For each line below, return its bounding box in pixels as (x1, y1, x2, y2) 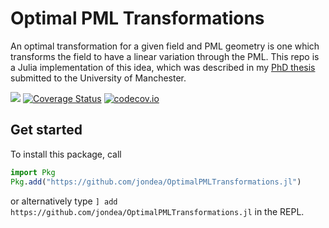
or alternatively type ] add (10, 195, 118, 207)
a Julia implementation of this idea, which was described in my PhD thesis (10, 61, 316, 73)
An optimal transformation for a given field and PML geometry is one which (10, 40, 320, 52)
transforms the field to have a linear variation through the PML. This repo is (10, 50, 320, 62)
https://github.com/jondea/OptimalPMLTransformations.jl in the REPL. (10, 205, 305, 217)
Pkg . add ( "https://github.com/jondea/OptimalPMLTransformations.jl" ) (10, 177, 302, 187)
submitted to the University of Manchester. (10, 72, 187, 84)
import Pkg (10, 167, 56, 177)
